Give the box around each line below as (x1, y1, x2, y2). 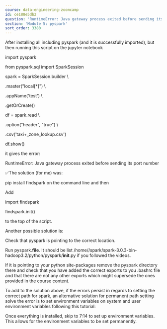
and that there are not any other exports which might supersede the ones (5, 273, 155, 279)
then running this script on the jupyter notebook (5, 45, 103, 51)
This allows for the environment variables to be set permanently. (5, 319, 137, 325)
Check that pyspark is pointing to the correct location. (5, 238, 116, 244)
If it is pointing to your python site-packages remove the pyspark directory (5, 262, 158, 268)
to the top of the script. (5, 218, 52, 224)
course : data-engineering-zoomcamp (5, 7, 79, 12)
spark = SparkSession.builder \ (5, 74, 69, 80)
